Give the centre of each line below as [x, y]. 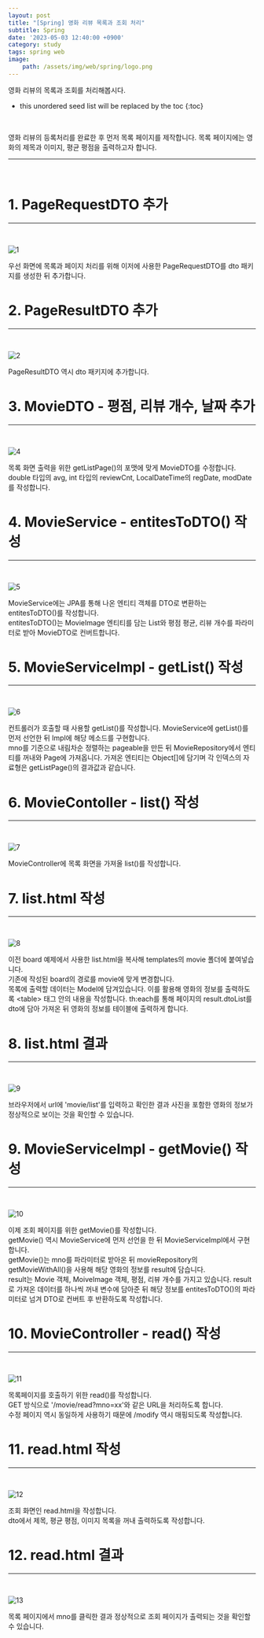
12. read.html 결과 [66, 1555]
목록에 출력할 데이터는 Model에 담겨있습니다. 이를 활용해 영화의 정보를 [116, 989]
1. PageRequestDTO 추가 [88, 204]
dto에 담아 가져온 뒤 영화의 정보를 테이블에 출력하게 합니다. [98, 1009]
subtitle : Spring [37, 30]
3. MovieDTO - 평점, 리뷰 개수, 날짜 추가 [132, 406]
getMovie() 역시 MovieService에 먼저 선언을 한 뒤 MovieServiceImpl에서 [122, 1240]
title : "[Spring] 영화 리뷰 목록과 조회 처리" [77, 23]
